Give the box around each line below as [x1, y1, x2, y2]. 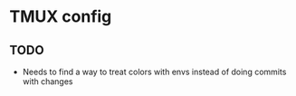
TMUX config [9, 6, 112, 27]
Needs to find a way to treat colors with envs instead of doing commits [22, 66, 287, 77]
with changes [22, 76, 73, 87]
